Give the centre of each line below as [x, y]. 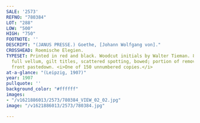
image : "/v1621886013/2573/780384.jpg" [56, 105]
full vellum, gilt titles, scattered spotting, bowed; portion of [96, 61]
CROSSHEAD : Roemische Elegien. [45, 51]
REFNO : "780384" [26, 17]
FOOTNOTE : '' [22, 39]
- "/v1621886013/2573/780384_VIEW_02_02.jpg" [63, 100]
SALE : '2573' [22, 12]
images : [16, 94]
